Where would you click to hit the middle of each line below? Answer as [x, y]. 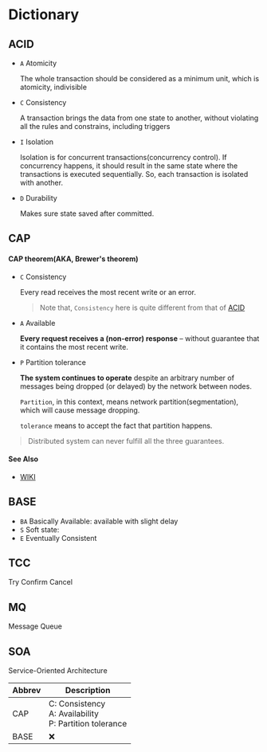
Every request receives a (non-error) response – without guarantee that [139, 338]
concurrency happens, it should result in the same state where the [129, 166]
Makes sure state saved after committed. [87, 213]
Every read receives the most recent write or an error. [108, 292]
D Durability [38, 198]
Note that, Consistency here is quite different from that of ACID [142, 307]
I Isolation [37, 142]
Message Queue [35, 626]
